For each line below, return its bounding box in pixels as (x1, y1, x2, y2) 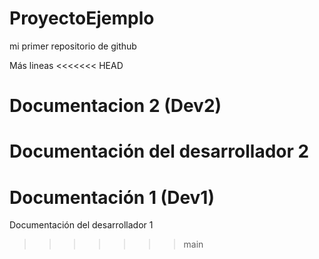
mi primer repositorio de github (9, 40, 137, 52)
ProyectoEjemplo (9, 7, 155, 30)
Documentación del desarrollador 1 (9, 219, 154, 231)
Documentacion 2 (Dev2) (9, 95, 222, 117)
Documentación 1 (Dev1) (9, 186, 215, 209)
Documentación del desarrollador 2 (9, 140, 310, 163)
